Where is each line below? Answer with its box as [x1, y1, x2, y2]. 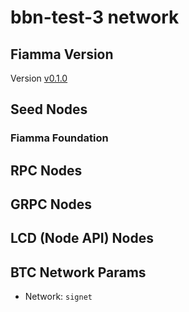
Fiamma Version [10, 46, 114, 63]
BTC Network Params [10, 264, 147, 281]
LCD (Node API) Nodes [10, 230, 154, 247]
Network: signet [24, 291, 93, 303]
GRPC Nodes [10, 196, 93, 213]
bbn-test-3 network [10, 6, 180, 29]
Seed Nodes [10, 101, 88, 118]
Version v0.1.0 [10, 72, 68, 84]
